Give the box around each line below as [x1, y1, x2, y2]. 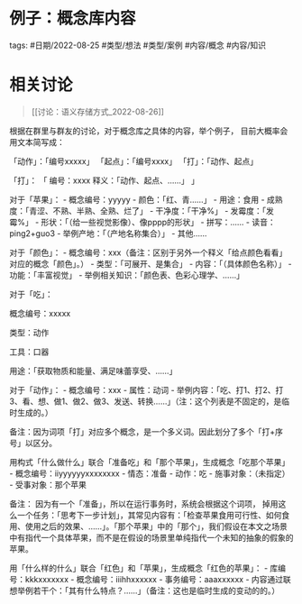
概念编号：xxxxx [9, 307, 71, 318]
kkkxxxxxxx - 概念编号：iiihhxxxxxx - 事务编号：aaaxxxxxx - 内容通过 [24, 573, 284, 584]
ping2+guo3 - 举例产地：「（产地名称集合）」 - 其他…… [9, 227, 207, 239]
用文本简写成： [9, 136, 65, 147]
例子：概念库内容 [9, 8, 137, 29]
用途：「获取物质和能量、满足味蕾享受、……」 [9, 365, 178, 376]
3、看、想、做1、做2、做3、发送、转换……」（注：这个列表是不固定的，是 [9, 396, 282, 407]
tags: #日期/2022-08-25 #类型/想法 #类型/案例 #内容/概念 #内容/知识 [9, 40, 266, 50]
